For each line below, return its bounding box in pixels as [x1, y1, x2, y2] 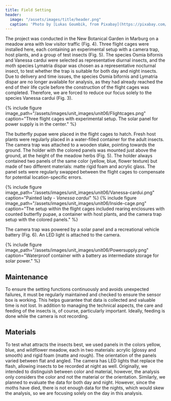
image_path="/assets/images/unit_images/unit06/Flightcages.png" [5, 110, 146, 117]
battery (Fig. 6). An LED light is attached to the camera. [5, 232, 121, 238]
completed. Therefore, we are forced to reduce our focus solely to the [5, 90, 152, 96]
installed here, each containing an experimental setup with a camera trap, [5, 46, 159, 52]
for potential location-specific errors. [5, 174, 83, 181]
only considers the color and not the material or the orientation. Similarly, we [5, 374, 165, 380]
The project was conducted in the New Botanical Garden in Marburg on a [5, 36, 159, 42]
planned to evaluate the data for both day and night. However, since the [5, 379, 156, 385]
